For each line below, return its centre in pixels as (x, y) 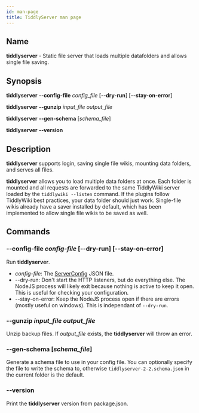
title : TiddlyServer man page (44, 17)
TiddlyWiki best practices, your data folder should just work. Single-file (94, 200)
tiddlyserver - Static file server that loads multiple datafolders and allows (97, 56)
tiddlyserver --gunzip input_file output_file (59, 107)
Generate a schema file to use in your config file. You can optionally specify (99, 362)
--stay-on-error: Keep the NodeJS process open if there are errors (97, 299)
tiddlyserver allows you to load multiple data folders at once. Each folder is (99, 181)
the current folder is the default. (45, 375)
